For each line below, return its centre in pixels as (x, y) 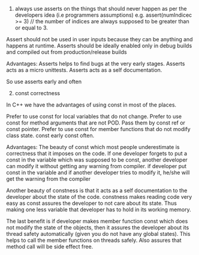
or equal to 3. (31, 28)
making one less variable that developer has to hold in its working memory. (99, 210)
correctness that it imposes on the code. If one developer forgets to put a (97, 153)
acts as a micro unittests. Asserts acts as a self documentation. (84, 70)
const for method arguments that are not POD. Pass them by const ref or (96, 123)
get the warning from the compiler (49, 179)
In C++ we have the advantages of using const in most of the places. (91, 105)
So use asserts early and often (44, 81)
